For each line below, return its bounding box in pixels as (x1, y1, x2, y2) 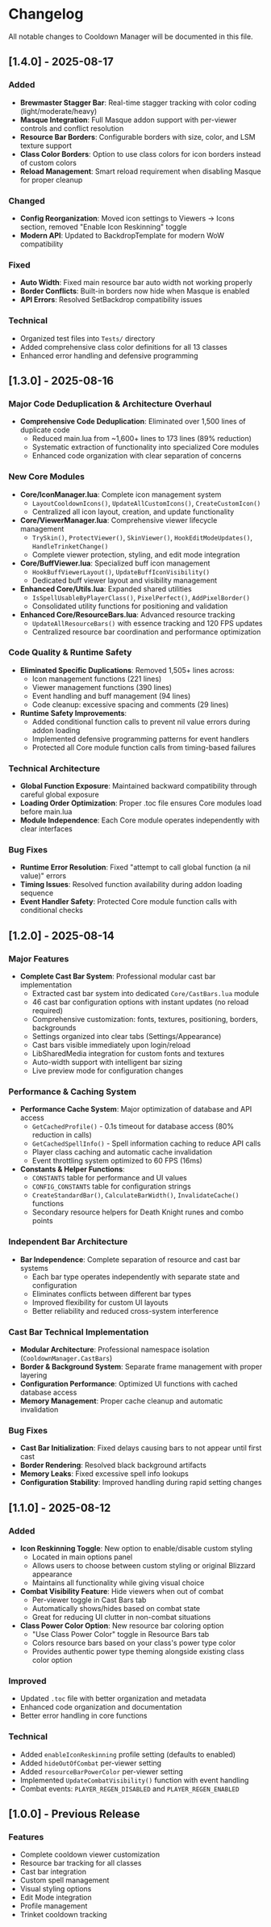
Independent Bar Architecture (8, 1236, 128, 1248)
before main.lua (19, 807, 73, 817)
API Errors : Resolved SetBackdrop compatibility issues (19, 295, 203, 305)
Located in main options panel (31, 1552, 133, 1562)
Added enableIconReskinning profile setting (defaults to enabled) (19, 1749, 236, 1759)
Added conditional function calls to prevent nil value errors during (31, 717, 251, 726)
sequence (19, 888, 54, 898)
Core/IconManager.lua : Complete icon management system (19, 490, 222, 499)
